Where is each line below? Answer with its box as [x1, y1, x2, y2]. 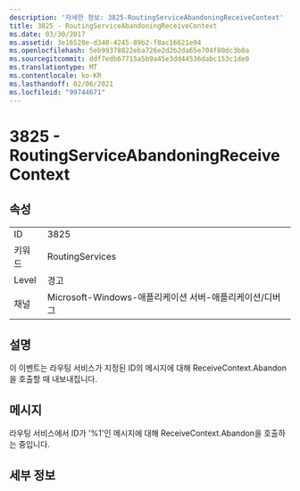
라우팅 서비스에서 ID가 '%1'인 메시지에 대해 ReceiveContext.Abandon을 [9, 428, 262, 438]
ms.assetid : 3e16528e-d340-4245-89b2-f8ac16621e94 [9, 37, 202, 47]
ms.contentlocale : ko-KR [9, 71, 102, 80]
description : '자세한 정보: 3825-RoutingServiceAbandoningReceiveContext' [9, 12, 284, 22]
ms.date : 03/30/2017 [9, 29, 87, 38]
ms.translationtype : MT [9, 63, 98, 72]
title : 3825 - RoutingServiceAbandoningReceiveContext [9, 21, 218, 30]
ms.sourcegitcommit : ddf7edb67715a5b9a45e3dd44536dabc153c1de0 [9, 54, 250, 63]
